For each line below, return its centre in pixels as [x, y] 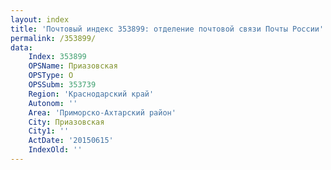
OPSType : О [51, 76]
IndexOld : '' [55, 150]
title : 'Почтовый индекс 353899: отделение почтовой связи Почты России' [167, 29]
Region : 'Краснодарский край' [91, 94]
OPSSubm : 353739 [62, 85]
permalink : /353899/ [53, 38]
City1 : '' [49, 131]
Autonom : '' [53, 103]
